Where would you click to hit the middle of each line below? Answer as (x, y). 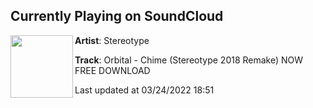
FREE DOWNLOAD (112, 70)
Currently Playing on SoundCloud (117, 16)
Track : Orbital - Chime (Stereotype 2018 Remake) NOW (189, 60)
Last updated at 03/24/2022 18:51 (144, 90)
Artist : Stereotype (112, 40)
